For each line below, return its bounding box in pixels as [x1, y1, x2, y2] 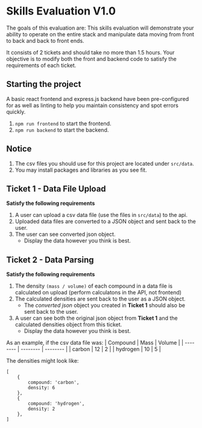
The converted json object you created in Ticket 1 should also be [24, 302, 186, 309]
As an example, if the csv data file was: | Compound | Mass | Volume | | [6, 339, 184, 346]
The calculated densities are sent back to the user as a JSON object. [14, 295, 186, 303]
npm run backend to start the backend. [14, 126, 109, 134]
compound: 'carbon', [28, 380, 80, 386]
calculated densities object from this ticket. [14, 321, 122, 328]
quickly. [6, 108, 26, 115]
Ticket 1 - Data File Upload [6, 183, 107, 194]
